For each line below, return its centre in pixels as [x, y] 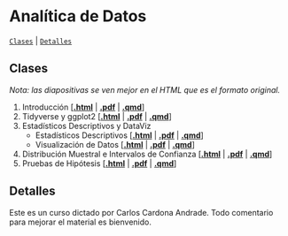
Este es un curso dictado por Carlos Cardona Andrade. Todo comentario [141, 212]
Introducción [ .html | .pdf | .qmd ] [83, 107]
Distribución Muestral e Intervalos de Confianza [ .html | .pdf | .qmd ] [147, 154]
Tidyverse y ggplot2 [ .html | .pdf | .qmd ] [97, 116]
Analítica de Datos [78, 16]
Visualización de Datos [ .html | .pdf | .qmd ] [115, 144]
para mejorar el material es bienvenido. [81, 222]
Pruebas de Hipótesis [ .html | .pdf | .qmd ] [99, 163]
